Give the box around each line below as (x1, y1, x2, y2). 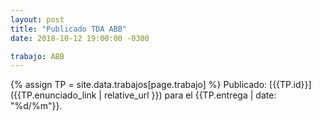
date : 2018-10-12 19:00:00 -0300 (10, 33, 150, 43)
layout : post (10, 14, 65, 25)
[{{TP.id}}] (269, 79, 312, 91)
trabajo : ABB (10, 51, 65, 61)
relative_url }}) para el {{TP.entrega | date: (103, 89, 277, 101)
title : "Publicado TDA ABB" (10, 24, 128, 34)
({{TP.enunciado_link (10, 89, 97, 101)
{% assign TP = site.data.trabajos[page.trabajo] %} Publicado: (10, 79, 268, 91)
